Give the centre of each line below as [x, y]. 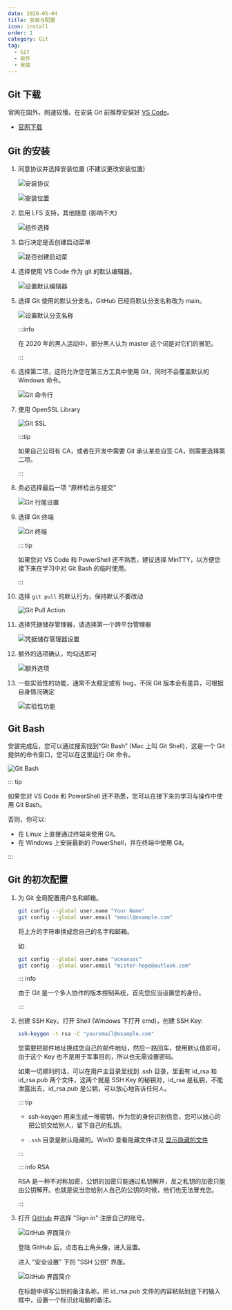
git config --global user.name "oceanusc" [80, 959]
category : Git [28, 39]
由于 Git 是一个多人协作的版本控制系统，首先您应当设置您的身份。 [112, 993]
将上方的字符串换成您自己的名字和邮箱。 [75, 931]
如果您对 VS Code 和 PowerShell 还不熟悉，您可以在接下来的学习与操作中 [112, 796]
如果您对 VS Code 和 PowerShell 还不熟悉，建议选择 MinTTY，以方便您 [119, 560]
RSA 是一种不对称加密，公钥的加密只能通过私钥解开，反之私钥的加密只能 [122, 1182]
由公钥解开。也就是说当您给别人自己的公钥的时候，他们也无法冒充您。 [118, 1190]
